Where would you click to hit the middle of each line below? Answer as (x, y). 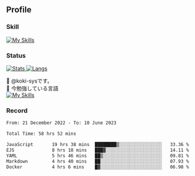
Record (17, 110)
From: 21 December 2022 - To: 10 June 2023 (61, 123)
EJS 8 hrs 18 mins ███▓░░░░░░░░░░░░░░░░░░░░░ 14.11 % (97, 150)
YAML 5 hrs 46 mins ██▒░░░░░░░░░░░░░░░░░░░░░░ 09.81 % (97, 156)
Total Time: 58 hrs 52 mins (41, 134)
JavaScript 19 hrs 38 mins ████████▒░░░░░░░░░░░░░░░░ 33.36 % (97, 145)
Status (16, 55)
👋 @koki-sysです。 (29, 81)
